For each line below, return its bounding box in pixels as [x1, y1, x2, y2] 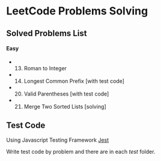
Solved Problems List [6, 28, 87, 38]
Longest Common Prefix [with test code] [23, 77, 125, 85]
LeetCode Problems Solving [6, 4, 148, 18]
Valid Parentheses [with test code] [23, 90, 109, 97]
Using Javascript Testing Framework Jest [6, 136, 109, 144]
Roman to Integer [23, 64, 67, 71]
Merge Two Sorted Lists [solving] [23, 103, 106, 110]
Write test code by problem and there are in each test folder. [6, 148, 156, 155]
